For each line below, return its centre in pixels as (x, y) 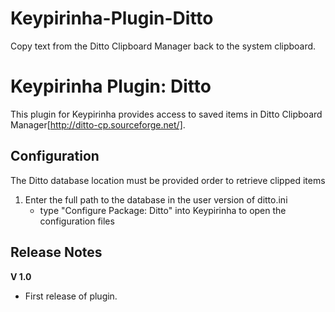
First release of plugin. (71, 296)
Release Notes (56, 252)
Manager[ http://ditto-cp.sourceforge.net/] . (98, 124)
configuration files (77, 221)
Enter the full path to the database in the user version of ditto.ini (156, 199)
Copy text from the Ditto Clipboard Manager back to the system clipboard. (163, 46)
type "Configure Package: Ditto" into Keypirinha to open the (163, 210)
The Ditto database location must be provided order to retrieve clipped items (168, 180)
